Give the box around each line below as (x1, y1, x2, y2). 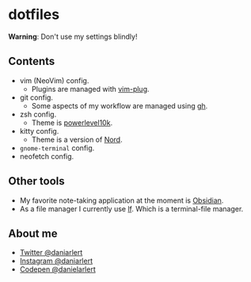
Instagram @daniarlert (19, 256, 93, 266)
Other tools (8, 174, 65, 188)
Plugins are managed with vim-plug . (31, 84, 150, 93)
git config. (19, 93, 54, 102)
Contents (8, 55, 55, 68)
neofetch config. (19, 151, 74, 161)
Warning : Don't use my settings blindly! (8, 32, 138, 41)
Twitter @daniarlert (19, 248, 83, 257)
